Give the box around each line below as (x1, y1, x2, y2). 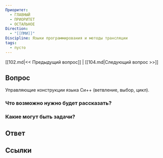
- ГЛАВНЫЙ (10, 12, 30, 17)
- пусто (10, 45, 26, 50)
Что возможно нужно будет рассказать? (5, 100, 112, 107)
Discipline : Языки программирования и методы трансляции (5, 36, 128, 41)
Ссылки (5, 146, 32, 155)
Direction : (5, 26, 28, 31)
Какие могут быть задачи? (5, 113, 75, 121)
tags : (5, 41, 17, 46)
